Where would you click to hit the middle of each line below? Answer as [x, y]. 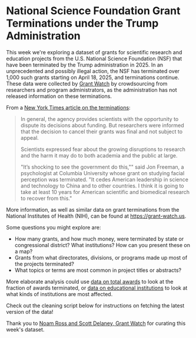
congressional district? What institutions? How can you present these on [102, 245]
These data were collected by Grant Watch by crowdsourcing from [87, 83]
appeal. [30, 137]
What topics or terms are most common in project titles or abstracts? [98, 270]
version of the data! [30, 311]
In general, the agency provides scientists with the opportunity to [99, 119]
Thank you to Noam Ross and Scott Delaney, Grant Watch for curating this [96, 323]
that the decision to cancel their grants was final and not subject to [102, 132]
